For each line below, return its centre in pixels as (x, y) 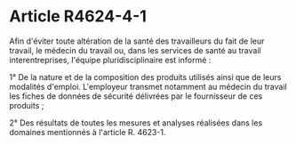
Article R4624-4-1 (78, 16)
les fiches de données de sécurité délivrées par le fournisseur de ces (136, 96)
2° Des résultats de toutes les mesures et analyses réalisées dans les (136, 123)
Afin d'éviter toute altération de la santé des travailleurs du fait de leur (137, 41)
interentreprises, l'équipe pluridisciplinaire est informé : (110, 60)
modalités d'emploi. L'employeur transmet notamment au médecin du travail (148, 86)
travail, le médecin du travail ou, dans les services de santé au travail (135, 50)
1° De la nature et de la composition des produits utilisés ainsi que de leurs (145, 77)
